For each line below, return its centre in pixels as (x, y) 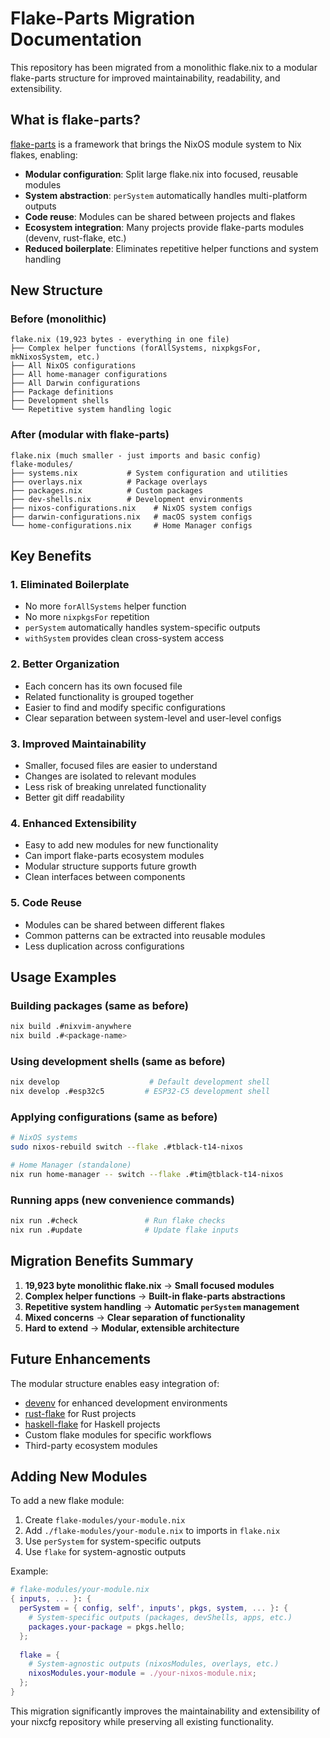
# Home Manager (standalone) (71, 1165)
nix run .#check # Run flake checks (118, 1221)
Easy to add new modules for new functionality (121, 845)
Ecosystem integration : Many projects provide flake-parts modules (164, 227)
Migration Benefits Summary (102, 1261)
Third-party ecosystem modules (91, 1445)
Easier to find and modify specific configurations (125, 707)
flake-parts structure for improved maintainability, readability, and (145, 78)
